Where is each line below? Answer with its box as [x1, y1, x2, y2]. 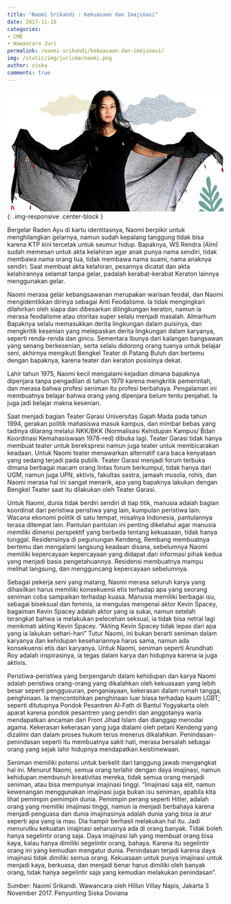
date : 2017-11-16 [7, 18, 57, 25]
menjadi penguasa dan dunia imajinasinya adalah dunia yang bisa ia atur [7, 810, 212, 818]
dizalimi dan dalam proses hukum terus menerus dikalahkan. [7, 730, 179, 739]
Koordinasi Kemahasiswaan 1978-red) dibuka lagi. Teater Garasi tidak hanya [7, 434, 222, 442]
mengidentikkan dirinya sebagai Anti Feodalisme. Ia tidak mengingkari [7, 298, 205, 306]
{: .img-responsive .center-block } [7, 212, 104, 220]
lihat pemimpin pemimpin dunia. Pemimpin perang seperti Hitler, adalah [7, 795, 210, 803]
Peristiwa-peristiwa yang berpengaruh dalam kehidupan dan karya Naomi [7, 672, 217, 680]
